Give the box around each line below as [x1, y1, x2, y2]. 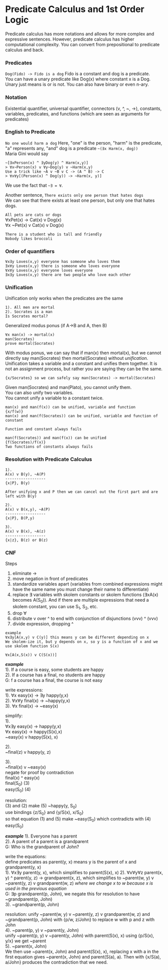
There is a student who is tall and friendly [5, 232, 102, 237]
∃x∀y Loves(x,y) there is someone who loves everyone [5, 263, 120, 269]
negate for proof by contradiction [5, 769, 74, 775]
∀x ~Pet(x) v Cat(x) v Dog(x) [5, 222, 64, 228]
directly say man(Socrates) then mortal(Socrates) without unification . [5, 355, 148, 361]
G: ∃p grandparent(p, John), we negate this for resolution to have [5, 891, 140, 897]
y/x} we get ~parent [5, 938, 47, 944]
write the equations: [5, 854, 47, 860]
